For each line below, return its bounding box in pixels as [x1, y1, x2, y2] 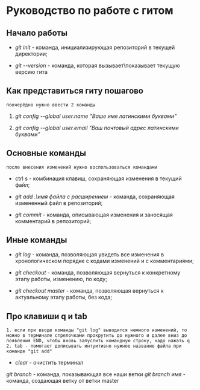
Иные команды [6, 235, 67, 245]
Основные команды [6, 148, 86, 158]
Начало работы [6, 28, 68, 38]
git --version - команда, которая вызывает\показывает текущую [14, 62, 181, 69]
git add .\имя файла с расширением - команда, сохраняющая [14, 193, 175, 200]
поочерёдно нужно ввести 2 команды [6, 102, 96, 108]
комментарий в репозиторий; [14, 217, 92, 224]
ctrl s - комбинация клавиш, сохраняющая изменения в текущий [14, 175, 182, 182]
